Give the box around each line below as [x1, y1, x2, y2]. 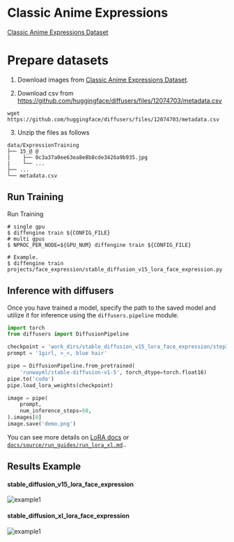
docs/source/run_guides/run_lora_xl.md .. [7, 440, 127, 449]
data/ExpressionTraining [7, 142, 79, 149]
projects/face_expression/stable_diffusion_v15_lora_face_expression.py [7, 266, 223, 273]
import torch [7, 324, 45, 331]
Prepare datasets [7, 52, 109, 68]
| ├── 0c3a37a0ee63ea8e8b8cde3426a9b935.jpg [7, 153, 148, 161]
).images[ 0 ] [7, 414, 42, 421]
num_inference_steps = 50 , [19, 407, 92, 414]
